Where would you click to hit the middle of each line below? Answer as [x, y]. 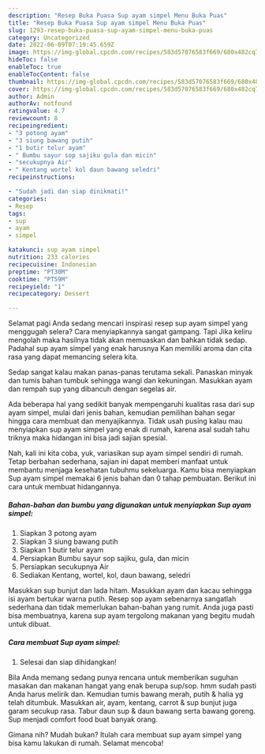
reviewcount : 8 [33, 119]
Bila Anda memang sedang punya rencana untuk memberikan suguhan [123, 677]
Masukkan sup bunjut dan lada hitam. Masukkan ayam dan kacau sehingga [130, 590]
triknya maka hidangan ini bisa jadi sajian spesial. [88, 438]
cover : [19, 89]
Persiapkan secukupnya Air [64, 567]
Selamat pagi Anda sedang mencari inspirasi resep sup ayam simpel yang [128, 323]
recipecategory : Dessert [49, 294]
